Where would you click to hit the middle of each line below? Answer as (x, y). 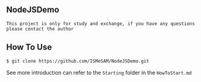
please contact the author (40, 29)
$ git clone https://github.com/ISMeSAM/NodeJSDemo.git (78, 61)
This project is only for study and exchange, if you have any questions (101, 23)
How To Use (29, 47)
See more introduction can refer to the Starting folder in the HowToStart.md (99, 72)
